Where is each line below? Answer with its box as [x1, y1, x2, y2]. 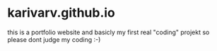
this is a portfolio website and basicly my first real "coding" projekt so [7, 28, 210, 36]
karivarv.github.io [7, 5, 115, 21]
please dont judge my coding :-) [7, 35, 101, 43]
